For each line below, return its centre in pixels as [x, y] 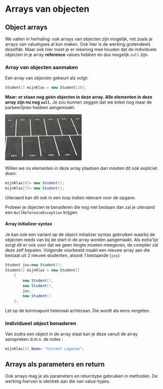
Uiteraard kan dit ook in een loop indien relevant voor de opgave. [70, 197]
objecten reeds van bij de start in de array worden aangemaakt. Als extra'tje [81, 240]
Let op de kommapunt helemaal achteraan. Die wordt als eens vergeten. [78, 311]
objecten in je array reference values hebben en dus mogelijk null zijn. [77, 55]
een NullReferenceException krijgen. [42, 212]
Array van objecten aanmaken [42, 67]
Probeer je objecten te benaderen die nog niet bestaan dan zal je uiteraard [80, 207]
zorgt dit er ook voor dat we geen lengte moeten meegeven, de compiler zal [81, 245]
